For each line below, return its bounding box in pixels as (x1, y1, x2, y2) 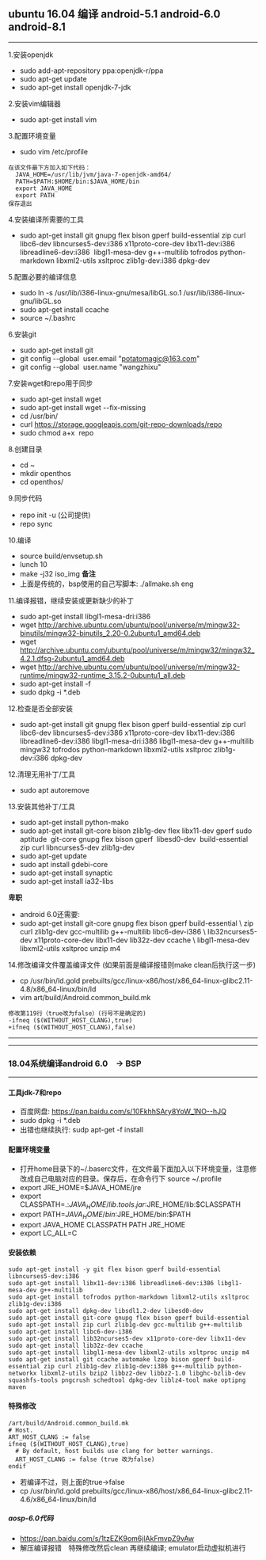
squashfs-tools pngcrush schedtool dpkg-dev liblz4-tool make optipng (8, 1376, 246, 1384)
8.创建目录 (8, 444, 43, 454)
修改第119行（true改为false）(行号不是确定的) (8, 1009, 146, 1018)
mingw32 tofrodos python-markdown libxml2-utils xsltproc (19, 744, 212, 754)
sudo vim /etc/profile (19, 146, 89, 156)
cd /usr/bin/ (19, 411, 59, 420)
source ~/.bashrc (19, 313, 77, 322)
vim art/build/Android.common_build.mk (19, 992, 151, 1002)
